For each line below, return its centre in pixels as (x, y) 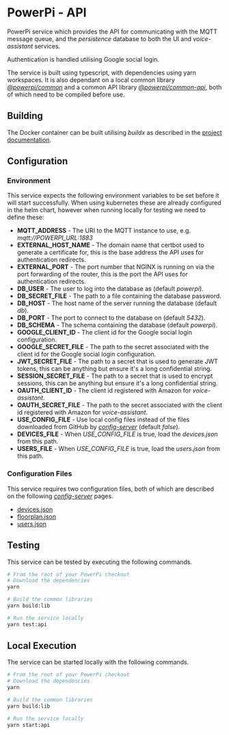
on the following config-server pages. (60, 496)
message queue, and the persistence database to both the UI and (99, 38)
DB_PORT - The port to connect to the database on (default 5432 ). (111, 318)
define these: (26, 218)
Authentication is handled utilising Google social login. (83, 59)
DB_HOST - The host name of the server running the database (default (117, 303)
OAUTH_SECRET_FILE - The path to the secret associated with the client (120, 405)
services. (47, 46)
